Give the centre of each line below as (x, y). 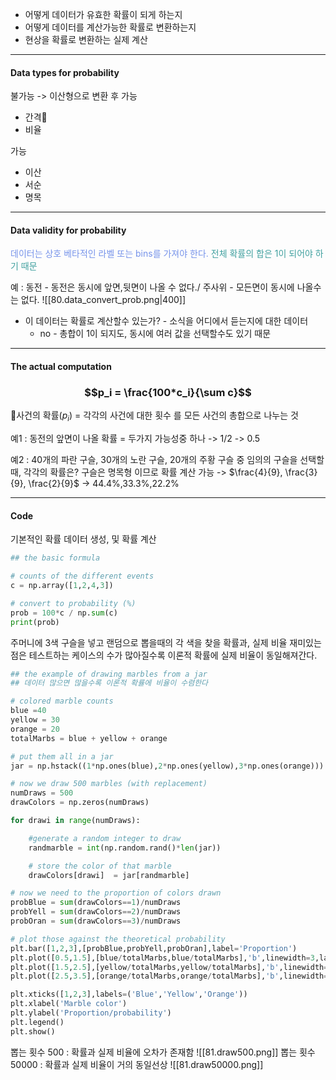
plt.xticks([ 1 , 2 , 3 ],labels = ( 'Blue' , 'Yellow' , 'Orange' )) (129, 994)
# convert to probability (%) (73, 603)
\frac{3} (301, 472)
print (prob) (35, 622)
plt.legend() (37, 1022)
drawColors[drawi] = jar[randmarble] (109, 875)
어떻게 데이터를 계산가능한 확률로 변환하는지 (110, 27)
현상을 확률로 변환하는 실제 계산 (86, 39)
